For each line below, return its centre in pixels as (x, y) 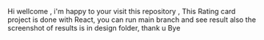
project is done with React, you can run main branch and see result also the (132, 20)
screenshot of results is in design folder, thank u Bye (94, 28)
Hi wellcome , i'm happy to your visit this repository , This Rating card (122, 11)
